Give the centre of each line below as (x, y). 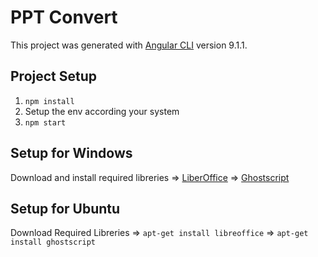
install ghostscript (53, 242)
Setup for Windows (71, 153)
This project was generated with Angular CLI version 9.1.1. (129, 45)
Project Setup (54, 76)
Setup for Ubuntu (65, 208)
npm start (45, 122)
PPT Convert (64, 17)
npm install (49, 101)
